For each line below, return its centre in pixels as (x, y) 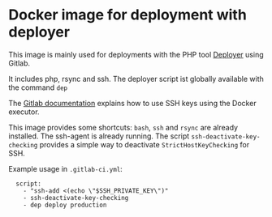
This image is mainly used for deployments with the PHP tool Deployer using (136, 54)
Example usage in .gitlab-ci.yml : (66, 168)
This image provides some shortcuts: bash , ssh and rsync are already (123, 127)
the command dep (38, 87)
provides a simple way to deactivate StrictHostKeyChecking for (145, 144)
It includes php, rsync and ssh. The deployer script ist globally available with (136, 79)
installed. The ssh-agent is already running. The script (99, 136)
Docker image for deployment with (128, 15)
